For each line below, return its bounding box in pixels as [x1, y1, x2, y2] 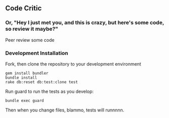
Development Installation [5, 49, 68, 56]
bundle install [5, 75, 37, 80]
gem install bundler [5, 71, 49, 76]
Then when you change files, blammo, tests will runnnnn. [5, 107, 124, 113]
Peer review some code [5, 37, 55, 43]
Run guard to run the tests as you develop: [5, 88, 94, 94]
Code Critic [5, 4, 42, 13]
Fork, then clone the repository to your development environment [5, 61, 142, 67]
